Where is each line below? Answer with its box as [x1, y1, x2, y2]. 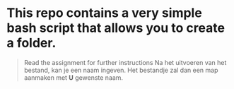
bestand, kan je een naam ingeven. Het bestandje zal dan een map [23, 66, 218, 74]
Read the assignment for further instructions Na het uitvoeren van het [23, 58, 227, 66]
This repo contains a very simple [6, 5, 202, 21]
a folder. [6, 35, 57, 51]
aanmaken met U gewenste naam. [23, 73, 124, 82]
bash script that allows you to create [6, 20, 226, 36]
